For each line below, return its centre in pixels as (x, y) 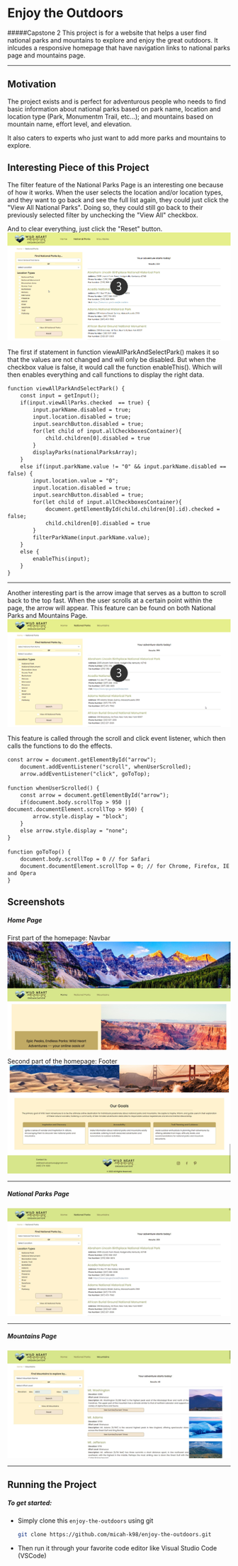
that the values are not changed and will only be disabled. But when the (112, 360)
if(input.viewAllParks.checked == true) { (85, 403)
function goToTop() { (39, 852)
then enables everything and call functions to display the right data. (106, 375)
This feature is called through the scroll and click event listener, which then (117, 739)
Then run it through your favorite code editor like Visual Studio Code (117, 1548)
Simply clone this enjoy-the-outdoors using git (85, 1521)
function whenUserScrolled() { (53, 788)
